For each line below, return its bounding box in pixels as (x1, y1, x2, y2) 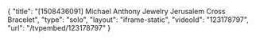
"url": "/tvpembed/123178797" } (7, 24, 111, 32)
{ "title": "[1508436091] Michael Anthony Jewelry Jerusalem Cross (7, 7, 226, 16)
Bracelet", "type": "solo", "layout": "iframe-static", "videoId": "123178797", (7, 15, 250, 24)
